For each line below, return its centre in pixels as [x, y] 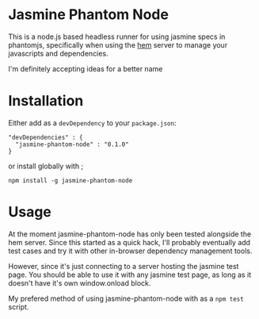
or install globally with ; [46, 166]
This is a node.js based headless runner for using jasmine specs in [117, 37]
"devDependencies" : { [46, 137]
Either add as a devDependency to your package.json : [92, 123]
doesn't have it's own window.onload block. [80, 282]
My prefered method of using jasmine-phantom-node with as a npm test [126, 298]
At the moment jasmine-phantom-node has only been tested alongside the [130, 234]
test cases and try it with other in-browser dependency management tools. [130, 251]
